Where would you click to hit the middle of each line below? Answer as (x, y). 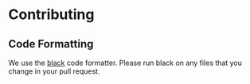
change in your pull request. (54, 71)
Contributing (51, 15)
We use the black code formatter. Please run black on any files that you (125, 63)
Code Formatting (51, 44)
